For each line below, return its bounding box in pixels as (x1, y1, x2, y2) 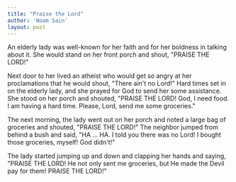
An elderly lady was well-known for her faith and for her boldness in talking (7, 43, 227, 52)
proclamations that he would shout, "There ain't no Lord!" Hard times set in (7, 79, 227, 88)
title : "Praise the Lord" (7, 10, 84, 18)
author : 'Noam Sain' (7, 17, 69, 24)
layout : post (7, 23, 46, 30)
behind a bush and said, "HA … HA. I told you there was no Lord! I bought (7, 130, 222, 139)
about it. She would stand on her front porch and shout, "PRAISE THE (7, 50, 210, 59)
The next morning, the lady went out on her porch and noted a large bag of (7, 115, 226, 124)
